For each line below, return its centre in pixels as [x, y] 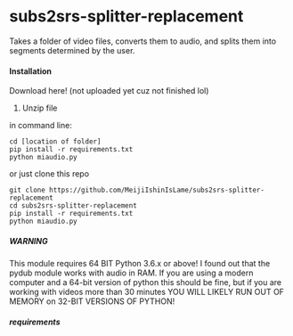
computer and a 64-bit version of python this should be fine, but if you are [146, 283]
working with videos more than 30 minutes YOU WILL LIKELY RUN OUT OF [147, 292]
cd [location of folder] [55, 142]
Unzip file [40, 108]
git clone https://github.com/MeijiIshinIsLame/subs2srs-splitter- [137, 190]
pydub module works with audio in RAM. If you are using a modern [131, 273]
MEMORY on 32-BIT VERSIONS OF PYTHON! [92, 301]
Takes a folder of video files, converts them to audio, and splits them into [143, 41]
